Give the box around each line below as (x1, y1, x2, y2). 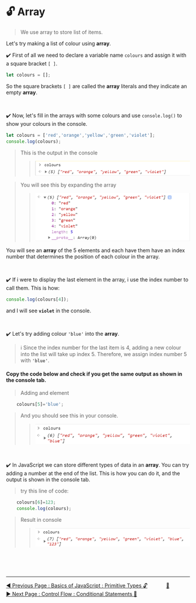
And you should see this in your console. (20, 412, 118, 419)
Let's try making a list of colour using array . (6, 40, 111, 47)
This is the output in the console (20, 149, 98, 156)
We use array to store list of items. (20, 28, 103, 36)
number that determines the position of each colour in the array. (6, 253, 160, 260)
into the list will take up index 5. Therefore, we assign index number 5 (20, 350, 187, 357)
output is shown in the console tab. (6, 475, 90, 483)
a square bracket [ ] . (6, 60, 58, 67)
